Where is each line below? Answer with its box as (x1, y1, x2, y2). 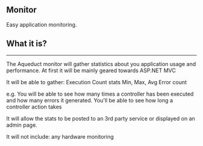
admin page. (6, 121, 37, 128)
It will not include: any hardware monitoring (6, 133, 114, 140)
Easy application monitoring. (6, 21, 77, 28)
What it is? (6, 39, 47, 49)
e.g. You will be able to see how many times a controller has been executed (6, 90, 194, 98)
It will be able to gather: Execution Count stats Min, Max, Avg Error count (6, 78, 187, 85)
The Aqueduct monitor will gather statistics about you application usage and (6, 60, 196, 67)
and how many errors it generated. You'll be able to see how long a (6, 96, 173, 104)
